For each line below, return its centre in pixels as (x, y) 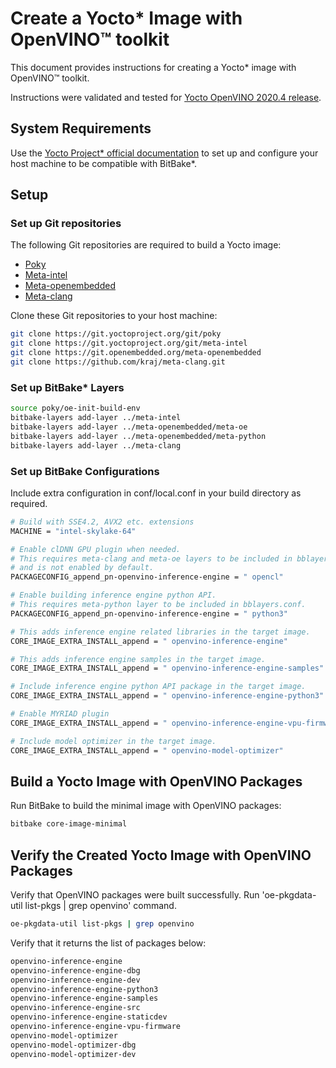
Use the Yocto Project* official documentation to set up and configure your (164, 153)
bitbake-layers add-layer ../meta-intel (96, 418)
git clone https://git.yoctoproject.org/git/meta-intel (129, 343)
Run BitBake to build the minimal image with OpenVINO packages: (146, 806)
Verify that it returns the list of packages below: (108, 943)
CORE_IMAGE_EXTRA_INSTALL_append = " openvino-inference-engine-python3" (167, 696)
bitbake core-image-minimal (69, 824)
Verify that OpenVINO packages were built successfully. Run (135, 895)
